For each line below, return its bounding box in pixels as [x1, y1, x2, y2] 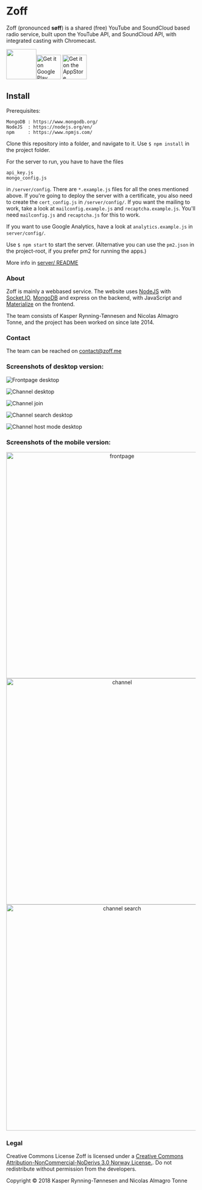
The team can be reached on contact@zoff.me [6, 347, 122, 355]
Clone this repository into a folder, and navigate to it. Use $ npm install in [6, 140, 190, 147]
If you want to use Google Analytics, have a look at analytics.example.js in [6, 223, 194, 230]
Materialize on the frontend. [6, 300, 75, 308]
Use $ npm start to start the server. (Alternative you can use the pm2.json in [6, 241, 194, 248]
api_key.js [6, 169, 34, 176]
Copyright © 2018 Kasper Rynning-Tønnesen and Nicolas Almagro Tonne [6, 1177, 188, 1185]
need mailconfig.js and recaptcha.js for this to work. [6, 211, 141, 218]
